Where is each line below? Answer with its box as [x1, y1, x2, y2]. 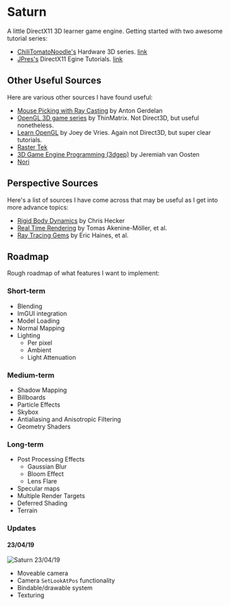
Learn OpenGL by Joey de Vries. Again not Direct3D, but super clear [16, 128, 211, 136]
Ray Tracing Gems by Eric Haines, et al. [16, 231, 129, 239]
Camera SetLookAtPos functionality [16, 576, 115, 585]
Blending [16, 302, 43, 310]
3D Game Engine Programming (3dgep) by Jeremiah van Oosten [16, 150, 200, 158]
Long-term [7, 440, 44, 449]
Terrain [16, 506, 38, 515]
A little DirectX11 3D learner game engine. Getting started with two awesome [7, 27, 223, 35]
